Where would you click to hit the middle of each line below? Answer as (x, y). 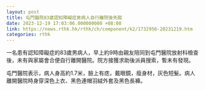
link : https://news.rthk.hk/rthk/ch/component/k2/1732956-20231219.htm (99, 29)
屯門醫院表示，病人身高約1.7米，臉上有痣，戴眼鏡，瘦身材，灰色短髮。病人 (101, 73)
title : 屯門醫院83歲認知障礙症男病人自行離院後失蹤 (64, 18)
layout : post (23, 12)
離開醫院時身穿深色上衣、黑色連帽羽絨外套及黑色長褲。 (76, 81)
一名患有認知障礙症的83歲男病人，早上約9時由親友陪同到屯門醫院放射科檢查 (102, 53)
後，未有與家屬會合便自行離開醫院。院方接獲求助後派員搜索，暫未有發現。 (100, 60)
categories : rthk (28, 35)
